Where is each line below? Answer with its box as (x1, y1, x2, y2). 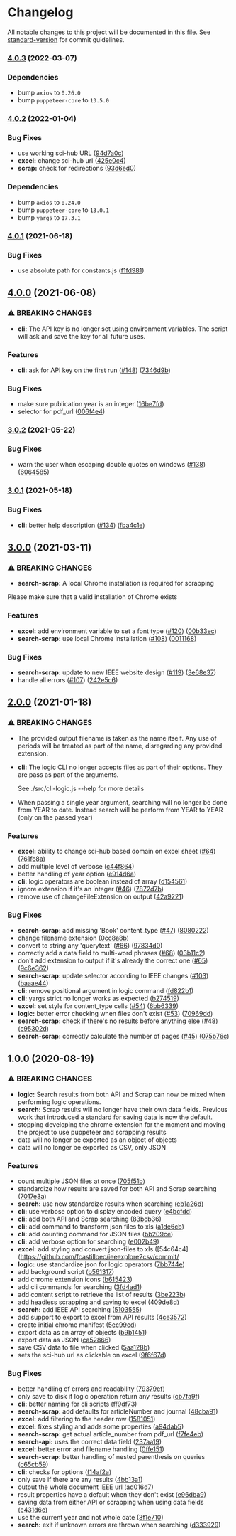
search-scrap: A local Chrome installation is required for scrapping (17, 579, 215, 588)
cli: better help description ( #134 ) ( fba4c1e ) (17, 521, 145, 529)
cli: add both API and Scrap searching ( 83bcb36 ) (17, 1214, 162, 1224)
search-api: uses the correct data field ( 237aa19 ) (17, 1438, 162, 1446)
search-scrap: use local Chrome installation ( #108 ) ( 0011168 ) (17, 634, 197, 642)
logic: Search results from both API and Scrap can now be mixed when (17, 1090, 225, 1098)
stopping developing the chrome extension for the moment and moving (17, 1120, 225, 1128)
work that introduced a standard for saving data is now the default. (17, 1113, 213, 1121)
